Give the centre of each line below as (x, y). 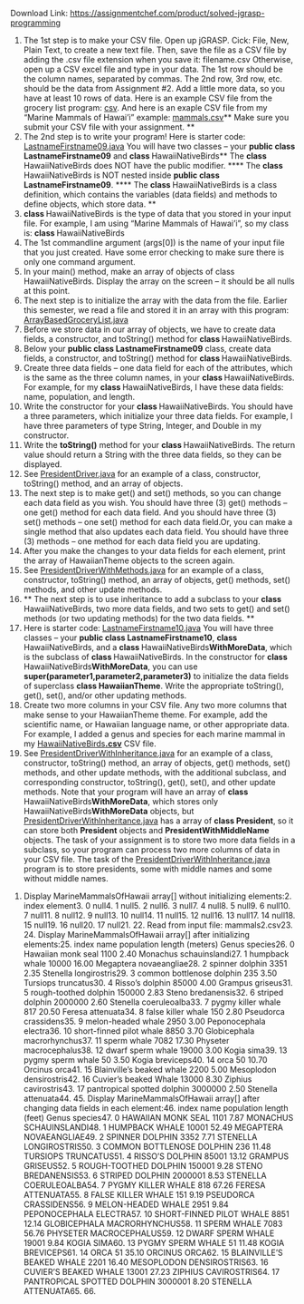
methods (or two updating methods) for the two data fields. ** (139, 618)
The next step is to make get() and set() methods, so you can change (152, 493)
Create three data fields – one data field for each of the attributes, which (158, 368)
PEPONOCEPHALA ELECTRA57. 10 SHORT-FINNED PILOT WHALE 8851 (156, 1214)
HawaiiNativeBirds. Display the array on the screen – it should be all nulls (159, 281)
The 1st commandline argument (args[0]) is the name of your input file (154, 243)
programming (36, 23)
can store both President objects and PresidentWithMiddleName (146, 830)
